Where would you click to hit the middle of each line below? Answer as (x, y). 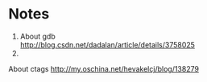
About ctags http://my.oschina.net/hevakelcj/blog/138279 (104, 68)
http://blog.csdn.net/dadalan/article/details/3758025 (108, 44)
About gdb (37, 36)
